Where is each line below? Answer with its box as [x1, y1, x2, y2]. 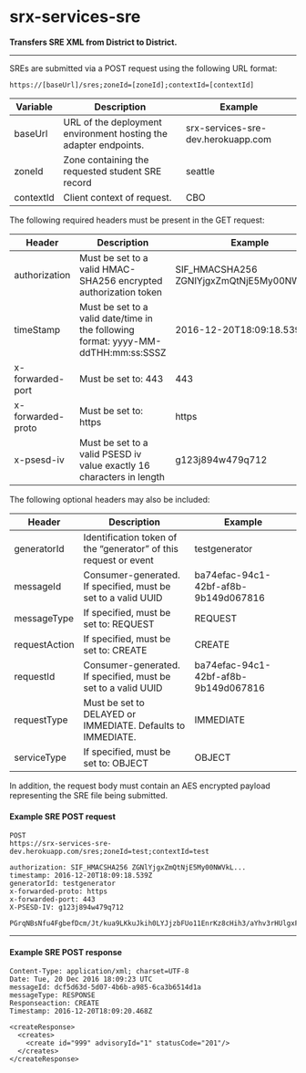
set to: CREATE [83, 643, 148, 656]
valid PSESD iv [78, 447, 142, 460]
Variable [15, 100, 53, 113]
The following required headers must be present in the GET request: [9, 214, 265, 225]
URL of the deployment [63, 116, 162, 129]
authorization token [78, 286, 162, 298]
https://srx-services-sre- [9, 839, 112, 849]
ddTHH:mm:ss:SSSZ [78, 346, 167, 359]
